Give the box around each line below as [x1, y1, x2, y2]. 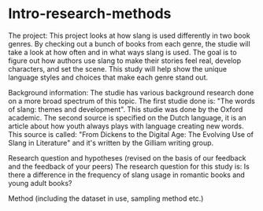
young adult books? [8, 178, 72, 187]
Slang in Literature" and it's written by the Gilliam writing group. [8, 138, 214, 147]
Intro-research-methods [8, 5, 172, 23]
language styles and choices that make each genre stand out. [8, 72, 209, 82]
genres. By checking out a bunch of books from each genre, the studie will [8, 39, 250, 48]
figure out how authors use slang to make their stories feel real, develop [8, 56, 242, 65]
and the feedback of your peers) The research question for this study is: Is [8, 161, 250, 171]
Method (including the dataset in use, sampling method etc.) [8, 194, 204, 203]
